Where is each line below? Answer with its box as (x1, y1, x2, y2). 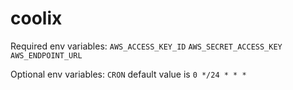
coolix (10, 7, 63, 30)
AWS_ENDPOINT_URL (10, 50, 83, 61)
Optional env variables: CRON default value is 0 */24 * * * (10, 68, 247, 80)
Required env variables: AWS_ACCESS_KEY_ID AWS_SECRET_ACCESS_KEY (10, 40, 283, 52)
